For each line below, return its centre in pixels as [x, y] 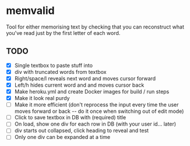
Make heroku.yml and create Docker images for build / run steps [92, 92]
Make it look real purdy [42, 98]
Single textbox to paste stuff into [54, 65]
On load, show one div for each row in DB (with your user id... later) [95, 124]
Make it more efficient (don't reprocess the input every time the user [96, 105]
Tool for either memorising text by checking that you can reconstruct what [95, 27]
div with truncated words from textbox [60, 72]
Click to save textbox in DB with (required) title [70, 117]
